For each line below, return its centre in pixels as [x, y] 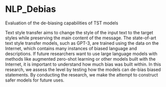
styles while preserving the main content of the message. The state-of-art [81, 38]
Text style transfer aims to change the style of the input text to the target [79, 32]
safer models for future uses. [35, 80]
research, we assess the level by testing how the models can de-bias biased [83, 69]
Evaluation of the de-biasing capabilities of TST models [62, 23]
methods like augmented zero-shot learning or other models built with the [81, 59]
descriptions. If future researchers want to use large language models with [81, 54]
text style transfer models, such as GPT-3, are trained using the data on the [82, 43]
